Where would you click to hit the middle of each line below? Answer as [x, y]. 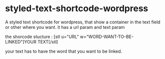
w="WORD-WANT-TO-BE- [107, 37]
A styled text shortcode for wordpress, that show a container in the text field [83, 22]
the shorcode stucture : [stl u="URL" [42, 37]
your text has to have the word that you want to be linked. [64, 51]
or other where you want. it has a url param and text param [65, 27]
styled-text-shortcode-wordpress [77, 9]
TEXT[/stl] [48, 41]
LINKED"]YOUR [21, 41]
